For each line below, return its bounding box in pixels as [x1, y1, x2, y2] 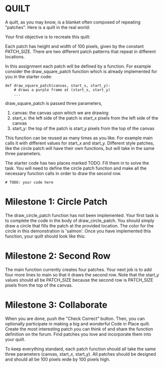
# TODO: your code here [5, 180, 54, 185]
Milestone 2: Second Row [5, 250, 111, 262]
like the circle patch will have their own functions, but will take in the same [5, 145, 155, 151]
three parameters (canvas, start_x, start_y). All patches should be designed [5, 351, 156, 357]
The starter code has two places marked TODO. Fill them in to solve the [5, 160, 149, 166]
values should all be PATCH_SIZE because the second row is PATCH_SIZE [5, 277, 153, 283]
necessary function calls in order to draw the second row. [5, 170, 121, 176]
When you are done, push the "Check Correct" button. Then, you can [5, 316, 145, 321]
